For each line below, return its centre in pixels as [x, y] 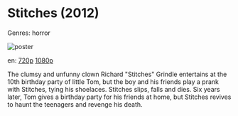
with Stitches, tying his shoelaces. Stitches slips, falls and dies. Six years [114, 89]
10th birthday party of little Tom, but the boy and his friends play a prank [113, 81]
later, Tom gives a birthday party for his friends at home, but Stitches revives [119, 97]
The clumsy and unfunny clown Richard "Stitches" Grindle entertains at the [117, 74]
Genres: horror [29, 33]
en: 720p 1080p [30, 60]
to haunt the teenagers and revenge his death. [75, 104]
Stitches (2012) [53, 13]
